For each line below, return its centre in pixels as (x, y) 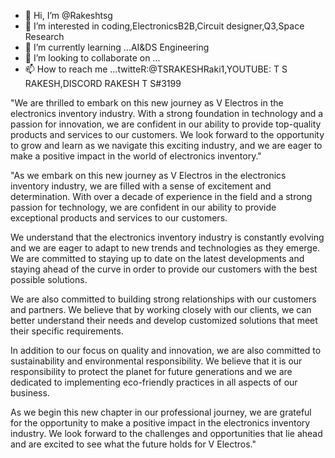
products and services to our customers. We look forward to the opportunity (167, 134)
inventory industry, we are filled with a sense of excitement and (141, 186)
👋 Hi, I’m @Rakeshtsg (68, 15)
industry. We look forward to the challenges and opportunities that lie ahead (166, 433)
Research (44, 36)
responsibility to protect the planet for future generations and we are (151, 371)
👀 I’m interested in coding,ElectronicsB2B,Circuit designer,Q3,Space (164, 26)
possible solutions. (49, 279)
